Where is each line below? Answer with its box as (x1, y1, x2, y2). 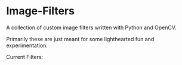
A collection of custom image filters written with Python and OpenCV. (6, 24, 177, 31)
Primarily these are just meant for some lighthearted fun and (6, 35, 155, 42)
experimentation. (6, 42, 48, 49)
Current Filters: (6, 53, 44, 60)
